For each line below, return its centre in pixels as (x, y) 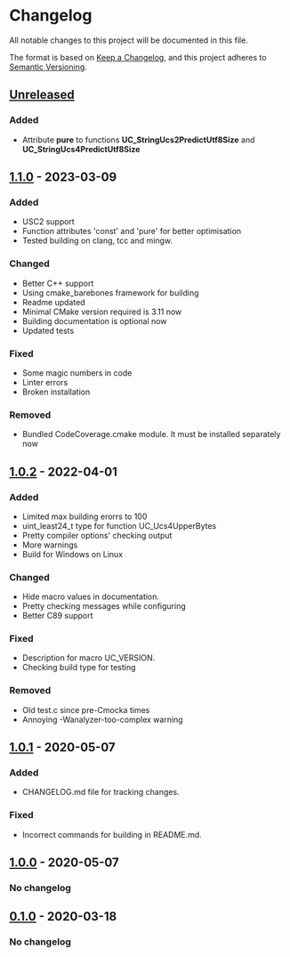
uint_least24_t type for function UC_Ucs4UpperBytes (119, 525)
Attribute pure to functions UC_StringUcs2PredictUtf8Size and (138, 140)
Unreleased (42, 95)
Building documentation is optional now (94, 320)
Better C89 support (57, 616)
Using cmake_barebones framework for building (110, 292)
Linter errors (45, 382)
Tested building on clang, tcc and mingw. (97, 240)
